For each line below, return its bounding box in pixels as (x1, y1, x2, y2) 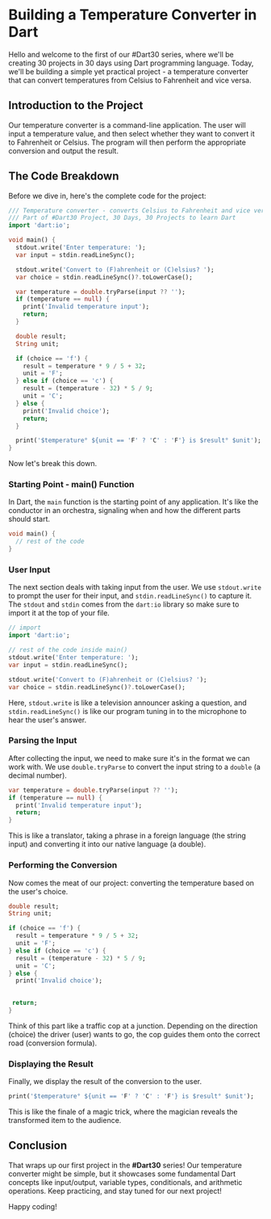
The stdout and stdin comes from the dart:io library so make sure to (8, 599, 240, 609)
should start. (8, 515, 51, 524)
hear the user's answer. (8, 715, 87, 725)
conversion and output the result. (8, 145, 119, 155)
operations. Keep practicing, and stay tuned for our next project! (8, 1186, 222, 1196)
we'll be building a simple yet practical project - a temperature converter (8, 66, 248, 76)
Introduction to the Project (8, 99, 144, 112)
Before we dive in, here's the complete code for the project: (8, 191, 207, 200)
